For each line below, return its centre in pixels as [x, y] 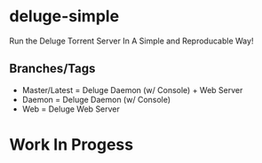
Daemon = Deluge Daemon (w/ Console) [96, 99]
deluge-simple [64, 16]
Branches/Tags [52, 69]
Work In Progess [71, 144]
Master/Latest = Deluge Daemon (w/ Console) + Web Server [132, 89]
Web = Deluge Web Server [71, 109]
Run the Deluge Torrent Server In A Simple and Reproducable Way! [131, 41]
